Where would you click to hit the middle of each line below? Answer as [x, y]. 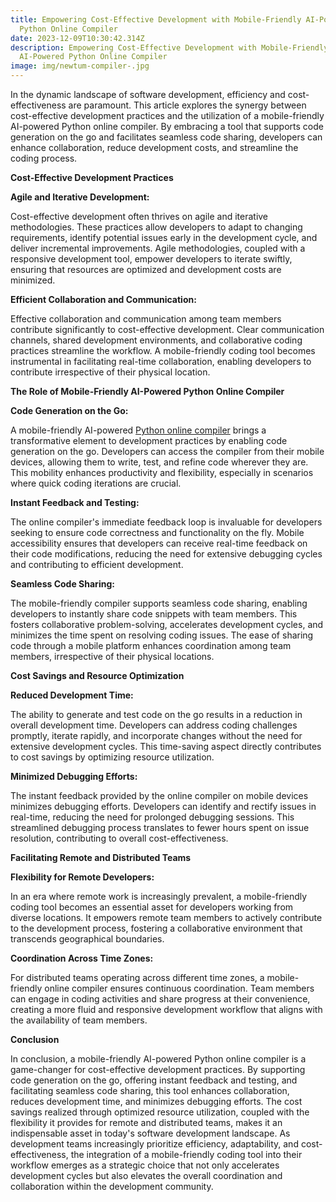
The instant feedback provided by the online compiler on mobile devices [159, 795]
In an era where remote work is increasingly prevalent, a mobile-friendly [159, 896]
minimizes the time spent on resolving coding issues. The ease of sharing [162, 635]
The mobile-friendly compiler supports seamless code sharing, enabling [159, 603]
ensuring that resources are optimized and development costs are [146, 269]
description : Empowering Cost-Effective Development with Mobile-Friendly [169, 47]
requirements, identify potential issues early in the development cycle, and [164, 237]
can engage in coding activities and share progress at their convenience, [160, 999]
